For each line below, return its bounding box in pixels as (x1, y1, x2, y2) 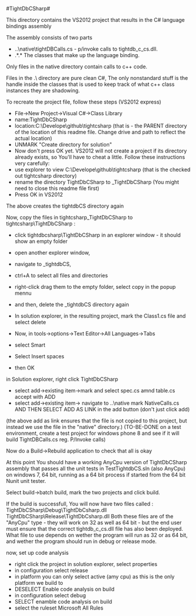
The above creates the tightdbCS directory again (6, 202, 124, 209)
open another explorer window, (14, 249, 90, 256)
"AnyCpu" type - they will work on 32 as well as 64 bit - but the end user (6, 519, 182, 526)
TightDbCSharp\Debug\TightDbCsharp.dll (6, 507, 107, 514)
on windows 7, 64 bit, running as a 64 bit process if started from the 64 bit (6, 471, 186, 478)
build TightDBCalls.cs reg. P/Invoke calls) (6, 436, 106, 443)
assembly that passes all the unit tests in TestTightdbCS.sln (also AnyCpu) (6, 465, 186, 472)
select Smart (14, 341, 46, 348)
